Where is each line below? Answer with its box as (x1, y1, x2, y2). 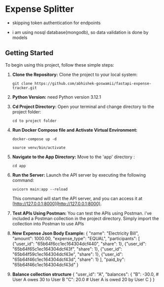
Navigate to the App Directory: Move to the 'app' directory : (12, 154, 135, 160)
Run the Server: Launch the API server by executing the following (12, 172, 146, 178)
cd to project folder (12, 118, 57, 123)
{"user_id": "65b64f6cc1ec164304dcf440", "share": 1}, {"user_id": (12, 241, 147, 247)
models (12, 35, 28, 40)
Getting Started (5, 49, 54, 57)
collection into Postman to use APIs (12, 220, 84, 226)
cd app (12, 163, 26, 168)
